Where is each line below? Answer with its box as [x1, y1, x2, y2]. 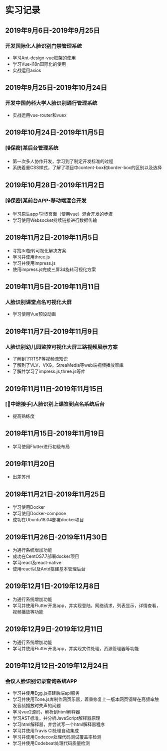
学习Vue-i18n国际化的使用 [12, 61, 66, 67]
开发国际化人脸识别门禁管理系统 [5, 42, 82, 49]
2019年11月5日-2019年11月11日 [5, 282, 100, 291]
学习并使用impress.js [12, 260, 56, 266]
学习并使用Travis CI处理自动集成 [12, 728, 79, 734]
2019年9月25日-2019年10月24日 [5, 83, 107, 92]
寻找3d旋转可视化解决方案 [12, 247, 66, 253]
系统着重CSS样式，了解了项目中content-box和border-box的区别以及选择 [12, 165, 162, 171]
